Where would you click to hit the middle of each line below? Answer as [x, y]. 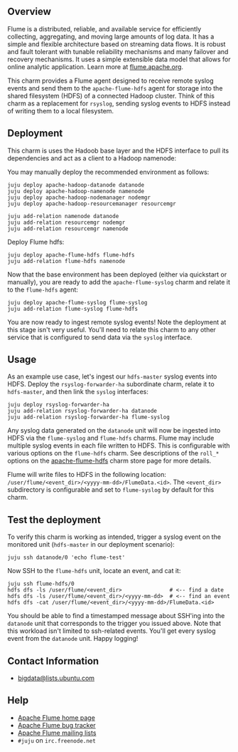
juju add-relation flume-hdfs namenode [66, 261]
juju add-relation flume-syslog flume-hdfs [73, 309]
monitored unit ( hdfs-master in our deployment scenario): [91, 545]
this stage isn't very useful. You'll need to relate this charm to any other [112, 329]
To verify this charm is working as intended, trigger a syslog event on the [114, 537]
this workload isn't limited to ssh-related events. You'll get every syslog [112, 631]
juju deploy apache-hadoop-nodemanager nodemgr [79, 197]
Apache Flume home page [56, 717]
